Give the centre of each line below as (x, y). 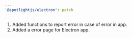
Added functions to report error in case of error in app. (70, 24)
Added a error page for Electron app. (51, 30)
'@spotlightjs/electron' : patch (39, 10)
